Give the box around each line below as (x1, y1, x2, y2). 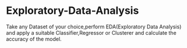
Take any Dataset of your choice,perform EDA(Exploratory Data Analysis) (6, 23, 182, 30)
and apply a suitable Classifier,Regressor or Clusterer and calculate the (6, 29, 177, 36)
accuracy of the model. (6, 35, 62, 42)
